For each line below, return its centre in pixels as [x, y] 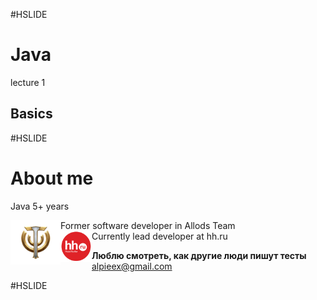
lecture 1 [28, 82]
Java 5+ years [40, 206]
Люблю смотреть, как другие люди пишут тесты [199, 255]
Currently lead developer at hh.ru [159, 236]
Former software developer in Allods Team [148, 225]
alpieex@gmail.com [132, 266]
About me [52, 178]
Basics [31, 114]
